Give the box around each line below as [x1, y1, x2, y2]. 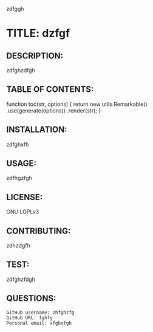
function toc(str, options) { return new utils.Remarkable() [6, 100, 148, 108]
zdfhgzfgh [6, 175, 32, 182]
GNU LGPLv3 [6, 208, 39, 215]
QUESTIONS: [6, 293, 56, 303]
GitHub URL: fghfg [6, 314, 53, 321]
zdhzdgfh [6, 242, 30, 249]
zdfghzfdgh [6, 275, 35, 283]
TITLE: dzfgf [6, 27, 70, 40]
